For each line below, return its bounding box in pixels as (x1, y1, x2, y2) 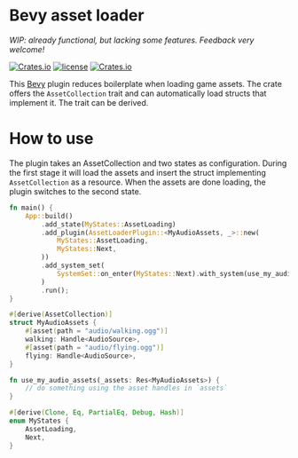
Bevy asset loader (9, 5, 145, 26)
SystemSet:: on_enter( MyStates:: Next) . (56, 269, 200, 278)
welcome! (9, 43, 45, 54)
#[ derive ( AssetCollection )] (9, 310, 114, 320)
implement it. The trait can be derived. (9, 97, 149, 107)
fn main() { (9, 203, 53, 212)
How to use (9, 129, 94, 149)
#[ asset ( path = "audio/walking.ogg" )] (25, 327, 169, 336)
